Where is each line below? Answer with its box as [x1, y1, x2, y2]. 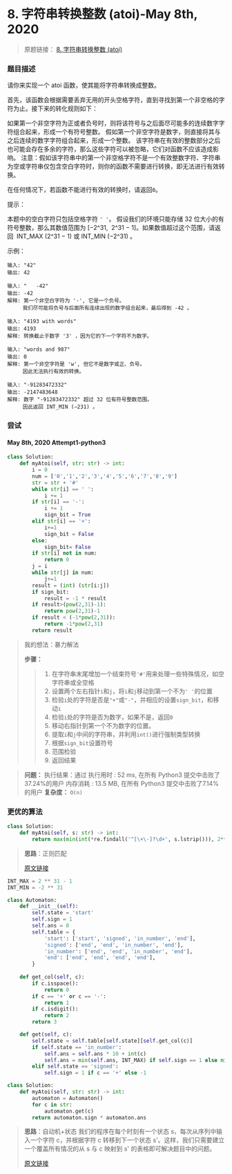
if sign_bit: [32, 588, 70, 595]
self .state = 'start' [32, 910, 95, 916]
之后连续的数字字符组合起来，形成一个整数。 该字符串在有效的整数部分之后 [7, 136, 221, 145]
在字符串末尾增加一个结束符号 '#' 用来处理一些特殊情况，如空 [51, 669, 224, 677]
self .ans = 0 [32, 923, 70, 930]
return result [32, 626, 72, 634]
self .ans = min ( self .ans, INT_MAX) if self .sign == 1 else [43, 1057, 217, 1064]
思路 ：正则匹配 [23, 849, 67, 857]
